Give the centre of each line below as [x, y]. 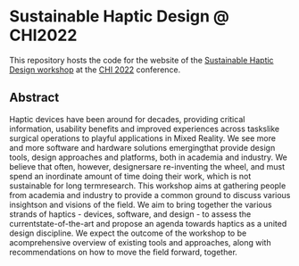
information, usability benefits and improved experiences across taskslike [145, 129]
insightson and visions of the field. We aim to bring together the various [141, 204]
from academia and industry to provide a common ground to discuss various [150, 195]
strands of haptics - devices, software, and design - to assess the [130, 214]
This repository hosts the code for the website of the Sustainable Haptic [141, 60]
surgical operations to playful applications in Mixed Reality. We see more [143, 138]
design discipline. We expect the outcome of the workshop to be [128, 233]
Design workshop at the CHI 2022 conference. [95, 70]
